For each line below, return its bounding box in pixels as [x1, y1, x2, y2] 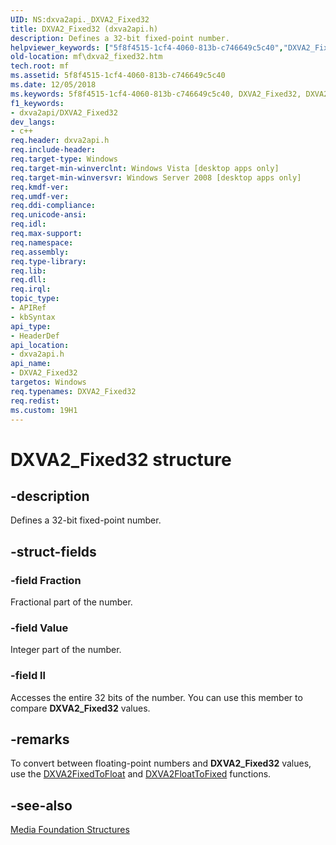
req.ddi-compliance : [10, 201, 97, 211]
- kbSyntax [10, 312, 56, 322]
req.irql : [10, 284, 52, 295]
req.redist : [10, 396, 60, 406]
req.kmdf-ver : [10, 182, 70, 192]
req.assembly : [10, 247, 70, 257]
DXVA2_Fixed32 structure [10, 448, 232, 471]
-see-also [10, 797, 73, 814]
